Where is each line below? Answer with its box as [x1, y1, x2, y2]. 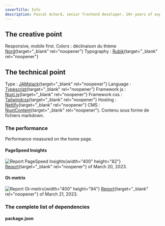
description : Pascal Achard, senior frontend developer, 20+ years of [5, 12, 153, 17]
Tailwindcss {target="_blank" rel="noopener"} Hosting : [5, 97, 117, 103]
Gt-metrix [5, 175, 26, 181]
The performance [5, 125, 48, 132]
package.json [5, 216, 34, 222]
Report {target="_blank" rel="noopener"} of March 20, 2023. [5, 163, 127, 169]
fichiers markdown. [5, 113, 44, 118]
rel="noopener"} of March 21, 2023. [5, 191, 78, 197]
